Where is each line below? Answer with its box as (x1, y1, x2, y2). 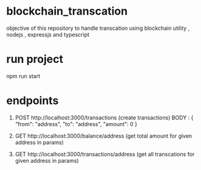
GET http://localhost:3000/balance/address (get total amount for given (15, 132, 192, 140)
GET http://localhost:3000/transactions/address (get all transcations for (15, 151, 195, 158)
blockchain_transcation (6, 4, 128, 18)
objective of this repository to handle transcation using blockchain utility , (6, 24, 190, 32)
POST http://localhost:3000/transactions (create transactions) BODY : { (15, 114, 194, 121)
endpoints (6, 94, 59, 108)
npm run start (6, 72, 41, 80)
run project (6, 52, 64, 66)
